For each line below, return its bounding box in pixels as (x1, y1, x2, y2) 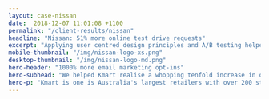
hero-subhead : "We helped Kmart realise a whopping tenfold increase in (8, 71, 256, 79)
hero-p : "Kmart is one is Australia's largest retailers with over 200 (8, 78, 252, 86)
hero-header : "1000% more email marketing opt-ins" (8, 64, 184, 72)
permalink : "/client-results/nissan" (8, 26, 134, 34)
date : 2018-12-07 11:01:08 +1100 (8, 19, 124, 27)
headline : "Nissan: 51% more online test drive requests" (8, 34, 206, 42)
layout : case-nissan (8, 11, 78, 20)
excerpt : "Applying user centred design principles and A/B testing (8, 42, 242, 49)
